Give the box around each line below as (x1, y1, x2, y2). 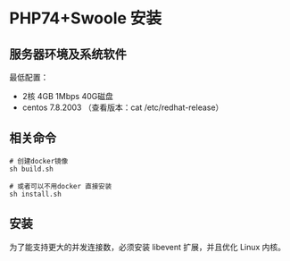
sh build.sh (9, 164, 54, 173)
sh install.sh (9, 189, 62, 198)
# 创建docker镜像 (9, 156, 69, 165)
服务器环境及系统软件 (9, 46, 127, 62)
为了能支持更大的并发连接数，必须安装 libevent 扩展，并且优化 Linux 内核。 (9, 241, 286, 252)
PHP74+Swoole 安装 (9, 8, 162, 29)
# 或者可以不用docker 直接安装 (9, 181, 112, 190)
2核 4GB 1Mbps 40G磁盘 (21, 91, 113, 101)
